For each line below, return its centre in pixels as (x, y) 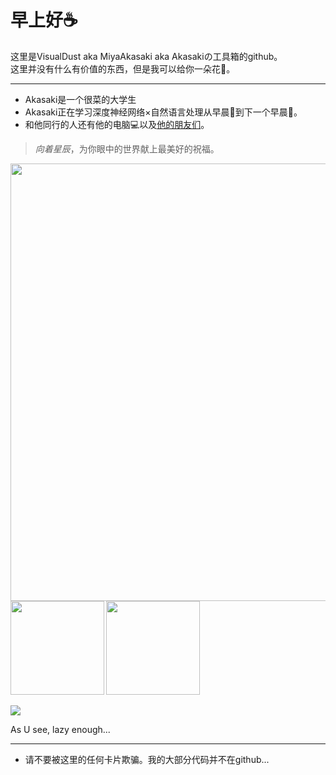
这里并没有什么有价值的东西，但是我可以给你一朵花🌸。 (123, 68)
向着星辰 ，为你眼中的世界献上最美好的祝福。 (127, 148)
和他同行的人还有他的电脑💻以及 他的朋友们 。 (117, 124)
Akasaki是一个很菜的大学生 (80, 99)
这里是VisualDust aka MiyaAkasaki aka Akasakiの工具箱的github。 (146, 56)
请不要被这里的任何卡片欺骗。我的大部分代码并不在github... (147, 759)
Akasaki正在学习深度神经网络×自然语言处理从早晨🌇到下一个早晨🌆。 (163, 112)
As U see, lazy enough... (60, 729)
